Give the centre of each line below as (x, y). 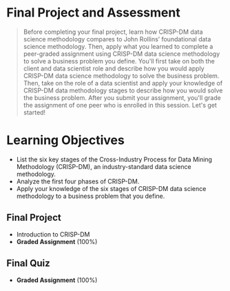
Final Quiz (29, 263)
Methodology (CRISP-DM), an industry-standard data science (104, 166)
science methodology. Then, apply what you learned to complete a (118, 46)
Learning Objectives (65, 140)
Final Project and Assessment (93, 13)
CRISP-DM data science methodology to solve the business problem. (121, 76)
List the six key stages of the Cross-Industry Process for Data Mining (114, 159)
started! (34, 112)
